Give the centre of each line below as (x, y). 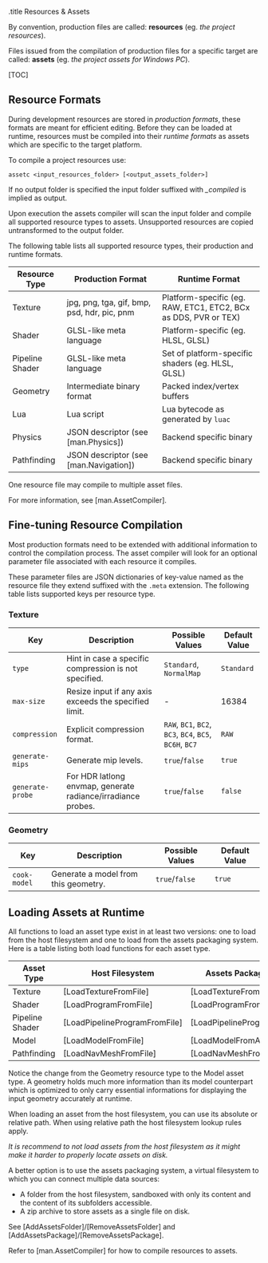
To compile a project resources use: (67, 160)
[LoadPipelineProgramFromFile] (123, 1023)
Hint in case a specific (108, 658)
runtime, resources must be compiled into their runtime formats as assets (129, 136)
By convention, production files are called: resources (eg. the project (122, 27)
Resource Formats (55, 100)
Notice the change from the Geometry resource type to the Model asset (126, 1073)
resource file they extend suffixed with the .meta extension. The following (129, 585)
